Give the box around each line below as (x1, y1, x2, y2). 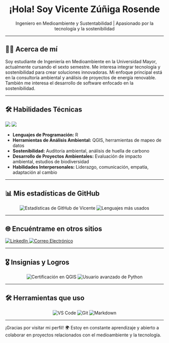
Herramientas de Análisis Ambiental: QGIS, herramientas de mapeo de (12, 137, 162, 143)
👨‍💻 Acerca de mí (5, 45, 58, 54)
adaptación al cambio (12, 169, 57, 175)
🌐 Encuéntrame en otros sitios (5, 224, 102, 233)
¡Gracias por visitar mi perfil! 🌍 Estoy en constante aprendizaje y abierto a (5, 324, 159, 330)
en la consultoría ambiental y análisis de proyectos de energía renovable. (5, 74, 156, 80)
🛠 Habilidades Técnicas (5, 105, 82, 114)
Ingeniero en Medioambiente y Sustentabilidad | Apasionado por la (15, 20, 154, 26)
